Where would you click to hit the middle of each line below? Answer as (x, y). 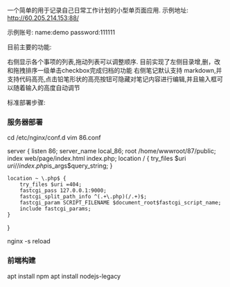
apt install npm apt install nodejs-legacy (64, 276)
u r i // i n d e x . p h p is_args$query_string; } (60, 166)
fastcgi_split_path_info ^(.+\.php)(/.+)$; (83, 197)
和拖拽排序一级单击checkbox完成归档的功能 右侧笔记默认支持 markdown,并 (115, 70)
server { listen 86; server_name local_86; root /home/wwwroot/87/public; (112, 151)
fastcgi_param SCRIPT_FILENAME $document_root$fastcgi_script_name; (121, 203)
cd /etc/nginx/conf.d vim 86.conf (54, 138)
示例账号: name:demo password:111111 (61, 32)
